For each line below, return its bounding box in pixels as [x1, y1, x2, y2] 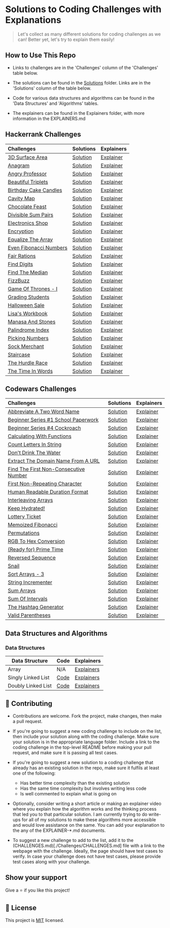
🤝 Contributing [5, 699, 53, 708]
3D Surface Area [8, 153, 48, 160]
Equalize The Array [8, 236, 53, 243]
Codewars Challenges [5, 385, 77, 393]
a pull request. [12, 718, 43, 724]
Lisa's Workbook [8, 310, 48, 317]
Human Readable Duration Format [8, 488, 89, 495]
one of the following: [12, 770, 56, 776]
